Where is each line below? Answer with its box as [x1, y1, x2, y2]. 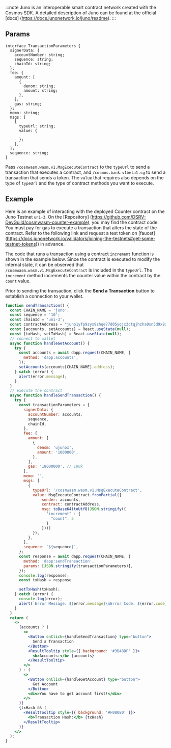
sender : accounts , [41, 497, 81, 502]
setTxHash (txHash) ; [18, 587, 60, 592]
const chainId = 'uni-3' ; [10, 317, 65, 323]
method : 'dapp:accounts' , [23, 355, 79, 360]
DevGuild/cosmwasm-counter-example [5, 219, 88, 225]
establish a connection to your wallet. [5, 293, 84, 299]
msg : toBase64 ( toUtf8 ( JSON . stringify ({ [41, 506, 126, 512]
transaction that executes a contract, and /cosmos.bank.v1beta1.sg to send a [5, 169, 166, 175]
